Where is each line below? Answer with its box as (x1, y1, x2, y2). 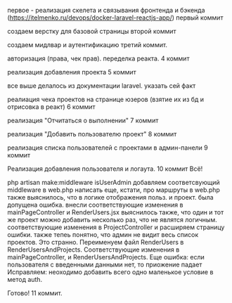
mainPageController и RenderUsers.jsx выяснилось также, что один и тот (7, 208, 224, 217)
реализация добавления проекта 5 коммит (7, 68, 137, 76)
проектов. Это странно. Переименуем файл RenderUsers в (7, 238, 184, 246)
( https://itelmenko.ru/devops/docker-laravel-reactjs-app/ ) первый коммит (7, 13, 224, 22)
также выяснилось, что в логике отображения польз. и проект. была (7, 193, 214, 201)
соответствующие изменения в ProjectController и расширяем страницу (7, 223, 225, 231)
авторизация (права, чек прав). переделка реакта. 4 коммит (7, 54, 190, 63)
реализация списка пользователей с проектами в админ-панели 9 (7, 143, 209, 152)
